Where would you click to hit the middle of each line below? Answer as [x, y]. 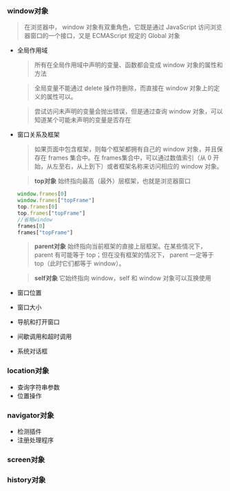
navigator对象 [31, 415]
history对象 [27, 479]
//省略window [35, 219]
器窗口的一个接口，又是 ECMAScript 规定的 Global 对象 [102, 36]
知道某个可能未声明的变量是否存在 [83, 120]
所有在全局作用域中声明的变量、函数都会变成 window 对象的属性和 [128, 65]
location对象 [28, 371]
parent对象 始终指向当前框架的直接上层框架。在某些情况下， [120, 246]
